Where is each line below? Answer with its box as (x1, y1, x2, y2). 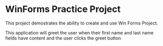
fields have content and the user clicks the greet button (5, 35, 121, 41)
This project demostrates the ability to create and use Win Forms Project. (5, 20, 158, 26)
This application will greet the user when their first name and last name (5, 29, 154, 35)
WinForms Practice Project (5, 3, 121, 15)
